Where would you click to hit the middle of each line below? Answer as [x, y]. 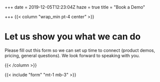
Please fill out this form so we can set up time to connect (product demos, [80, 50]
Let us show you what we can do [73, 37]
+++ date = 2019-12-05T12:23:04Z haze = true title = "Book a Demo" [75, 7]
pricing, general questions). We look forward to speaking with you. [72, 55]
